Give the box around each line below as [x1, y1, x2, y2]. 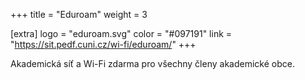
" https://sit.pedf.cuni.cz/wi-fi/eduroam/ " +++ [10, 39, 197, 50]
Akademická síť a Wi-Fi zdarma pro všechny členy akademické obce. [10, 58, 295, 69]
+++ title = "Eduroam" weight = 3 [10, 9, 148, 20]
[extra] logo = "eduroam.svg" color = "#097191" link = [10, 28, 233, 39]
